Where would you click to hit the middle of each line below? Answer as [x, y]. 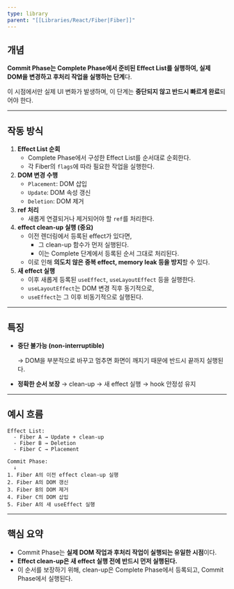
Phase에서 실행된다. [45, 578]
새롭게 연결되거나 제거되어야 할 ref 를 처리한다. [91, 219]
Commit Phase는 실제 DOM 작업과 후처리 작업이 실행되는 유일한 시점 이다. [117, 552]
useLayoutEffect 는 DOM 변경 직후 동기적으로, [91, 288]
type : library [28, 14]
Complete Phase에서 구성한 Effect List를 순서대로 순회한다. [109, 158]
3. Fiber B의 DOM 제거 [38, 489]
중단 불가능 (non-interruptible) [61, 345]
